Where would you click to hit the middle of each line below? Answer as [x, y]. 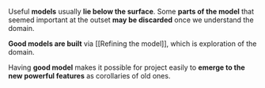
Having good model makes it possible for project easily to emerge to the [127, 67]
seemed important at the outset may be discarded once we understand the [131, 20]
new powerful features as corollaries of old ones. [89, 76]
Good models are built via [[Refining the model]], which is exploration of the [132, 44]
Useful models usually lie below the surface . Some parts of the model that [131, 11]
